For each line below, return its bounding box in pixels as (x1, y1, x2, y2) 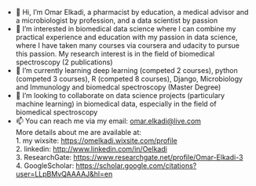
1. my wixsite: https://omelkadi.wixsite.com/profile (15, 136, 178, 145)
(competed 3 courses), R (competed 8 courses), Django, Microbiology (15, 75, 243, 83)
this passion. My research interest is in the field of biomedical (15, 49, 215, 58)
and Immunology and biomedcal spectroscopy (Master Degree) (15, 82, 221, 92)
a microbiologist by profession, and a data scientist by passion (15, 16, 218, 25)
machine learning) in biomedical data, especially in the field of (15, 99, 218, 108)
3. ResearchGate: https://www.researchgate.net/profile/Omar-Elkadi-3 (15, 153, 243, 162)
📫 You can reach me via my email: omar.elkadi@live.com (15, 116, 202, 126)
